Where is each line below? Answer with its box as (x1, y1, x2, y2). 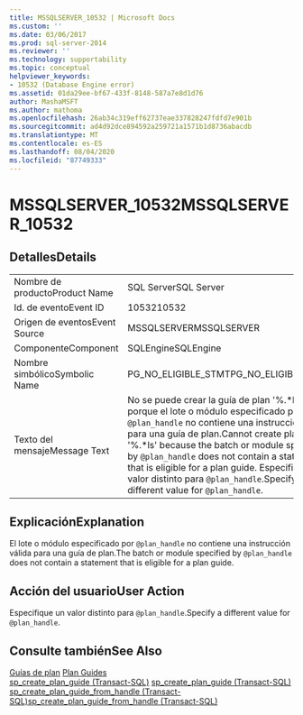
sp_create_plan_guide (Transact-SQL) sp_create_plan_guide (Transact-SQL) (9, 676, 291, 687)
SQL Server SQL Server (127, 280, 225, 293)
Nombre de (14, 275, 61, 288)
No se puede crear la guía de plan (127, 393, 271, 406)
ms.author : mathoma (9, 105, 83, 115)
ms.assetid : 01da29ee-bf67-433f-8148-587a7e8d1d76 (9, 88, 204, 97)
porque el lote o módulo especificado (127, 405, 286, 417)
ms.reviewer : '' (9, 47, 70, 56)
